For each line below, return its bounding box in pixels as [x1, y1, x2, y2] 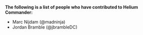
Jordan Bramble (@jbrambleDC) [12, 24, 78, 30]
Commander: [5, 9, 33, 15]
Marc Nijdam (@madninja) [12, 19, 66, 25]
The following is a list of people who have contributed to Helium [5, 4, 138, 10]
